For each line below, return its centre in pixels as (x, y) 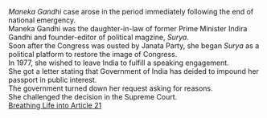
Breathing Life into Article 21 (55, 105)
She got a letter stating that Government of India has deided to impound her (134, 71)
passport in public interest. (53, 80)
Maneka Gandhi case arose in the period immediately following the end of (131, 12)
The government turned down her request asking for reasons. (111, 88)
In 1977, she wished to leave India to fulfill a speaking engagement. (119, 63)
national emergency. (42, 20)
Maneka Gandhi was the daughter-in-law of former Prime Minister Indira (128, 28)
